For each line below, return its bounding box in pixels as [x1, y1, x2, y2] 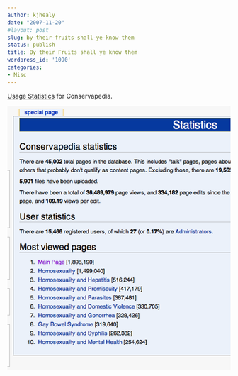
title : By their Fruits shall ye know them [7, 49, 138, 56]
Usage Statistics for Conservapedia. [7, 92, 113, 100]
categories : [7, 64, 42, 71]
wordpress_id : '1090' [7, 57, 72, 64]
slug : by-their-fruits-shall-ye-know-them [7, 34, 135, 41]
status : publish [7, 41, 55, 49]
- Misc [7, 71, 27, 78]
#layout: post [7, 26, 50, 33]
